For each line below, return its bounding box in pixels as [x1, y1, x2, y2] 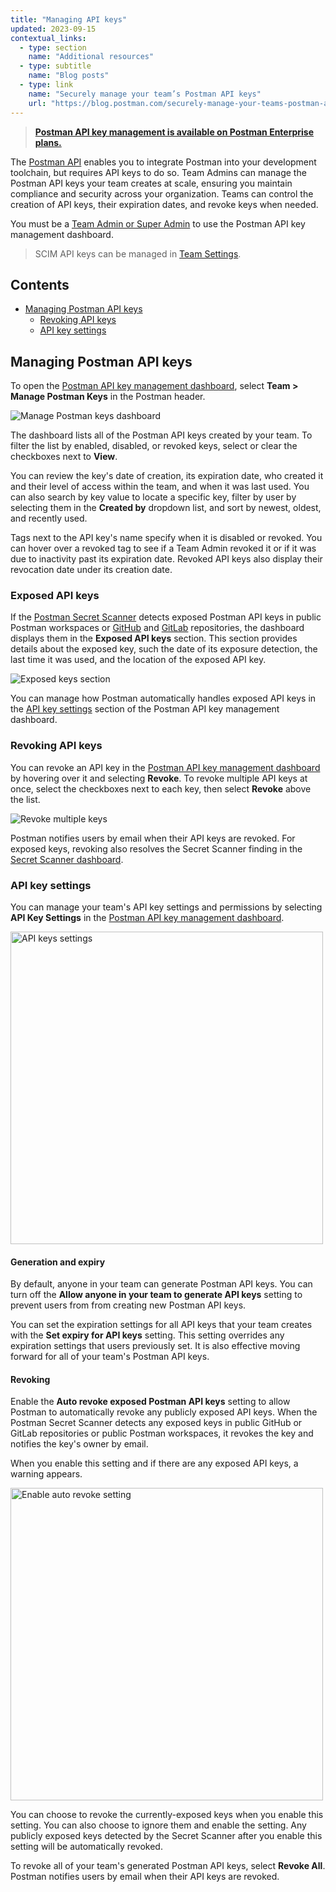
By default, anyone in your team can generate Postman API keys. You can [10, 1278, 313, 1290]
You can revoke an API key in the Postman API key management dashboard [10, 761, 321, 773]
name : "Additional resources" [28, 52, 155, 62]
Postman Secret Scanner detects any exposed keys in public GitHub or [10, 1417, 303, 1429]
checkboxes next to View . [10, 451, 118, 463]
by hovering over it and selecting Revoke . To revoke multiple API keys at [10, 772, 308, 784]
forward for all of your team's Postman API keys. [10, 1351, 210, 1363]
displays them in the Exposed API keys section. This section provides [10, 632, 298, 645]
